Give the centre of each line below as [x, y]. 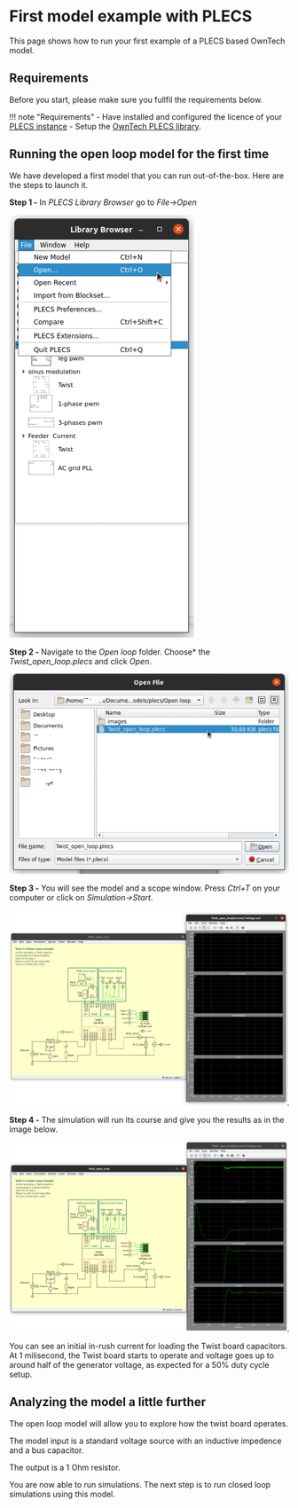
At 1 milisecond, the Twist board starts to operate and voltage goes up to [142, 1355]
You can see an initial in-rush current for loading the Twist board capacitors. [148, 1346]
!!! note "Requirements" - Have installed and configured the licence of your [146, 116]
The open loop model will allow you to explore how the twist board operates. [149, 1423]
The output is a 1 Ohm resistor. [65, 1467]
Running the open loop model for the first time [139, 154]
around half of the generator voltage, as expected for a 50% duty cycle [139, 1364]
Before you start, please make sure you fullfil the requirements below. [136, 99]
